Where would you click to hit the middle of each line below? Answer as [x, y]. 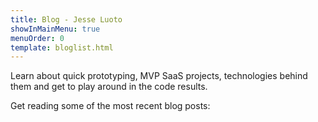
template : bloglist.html [62, 47]
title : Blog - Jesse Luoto [66, 19]
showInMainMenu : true [55, 29]
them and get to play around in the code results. [109, 87]
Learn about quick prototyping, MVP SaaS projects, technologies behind [159, 76]
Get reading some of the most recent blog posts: [110, 106]
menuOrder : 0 [37, 38]
